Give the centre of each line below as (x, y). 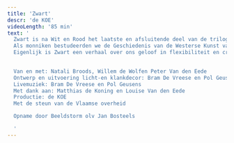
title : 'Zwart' (29, 14)
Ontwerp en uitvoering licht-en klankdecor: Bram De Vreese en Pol (114, 78)
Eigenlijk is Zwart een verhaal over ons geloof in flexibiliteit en (116, 53)
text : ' (18, 33)
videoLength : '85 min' (40, 26)
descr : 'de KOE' (31, 20)
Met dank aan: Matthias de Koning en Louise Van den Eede (100, 91)
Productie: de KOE (40, 97)
